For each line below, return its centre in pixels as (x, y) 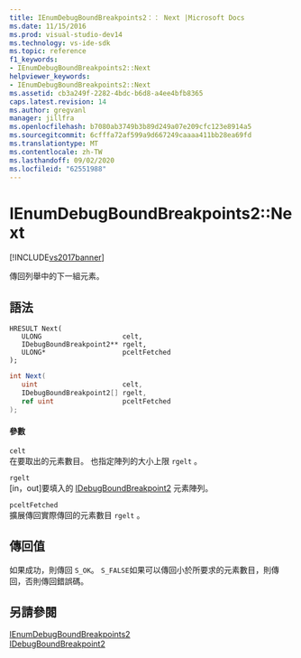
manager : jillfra (42, 118)
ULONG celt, (82, 337)
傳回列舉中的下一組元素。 (57, 276)
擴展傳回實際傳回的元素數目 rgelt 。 (77, 514)
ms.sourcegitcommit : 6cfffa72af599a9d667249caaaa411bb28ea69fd (131, 135)
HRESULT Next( (36, 329)
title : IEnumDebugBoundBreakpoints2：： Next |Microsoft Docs (127, 18)
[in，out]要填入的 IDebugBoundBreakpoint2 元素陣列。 (111, 487)
